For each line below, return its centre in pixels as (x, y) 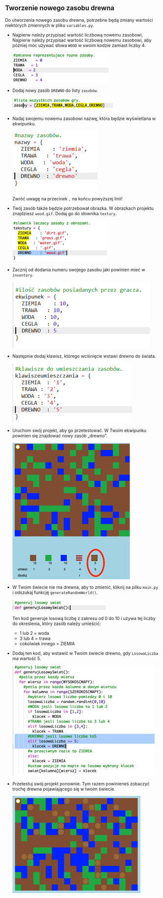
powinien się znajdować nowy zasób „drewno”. (60, 435)
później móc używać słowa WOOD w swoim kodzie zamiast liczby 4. (79, 45)
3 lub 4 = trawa (35, 638)
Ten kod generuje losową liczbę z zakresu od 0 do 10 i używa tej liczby (84, 618)
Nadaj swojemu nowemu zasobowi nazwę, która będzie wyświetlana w (84, 118)
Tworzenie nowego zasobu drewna (60, 8)
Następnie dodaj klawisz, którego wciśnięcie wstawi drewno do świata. (84, 356)
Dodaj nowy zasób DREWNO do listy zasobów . (55, 90)
